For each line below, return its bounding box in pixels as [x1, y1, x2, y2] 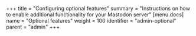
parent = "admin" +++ [6, 23, 60, 30]
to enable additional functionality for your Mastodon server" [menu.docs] [6, 11, 184, 18]
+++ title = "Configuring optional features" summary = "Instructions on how [6, 5, 191, 12]
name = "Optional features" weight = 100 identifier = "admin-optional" [6, 17, 177, 24]
